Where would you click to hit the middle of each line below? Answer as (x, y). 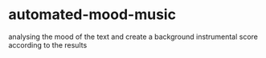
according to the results (48, 44)
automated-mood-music (92, 15)
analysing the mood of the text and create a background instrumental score (133, 37)
